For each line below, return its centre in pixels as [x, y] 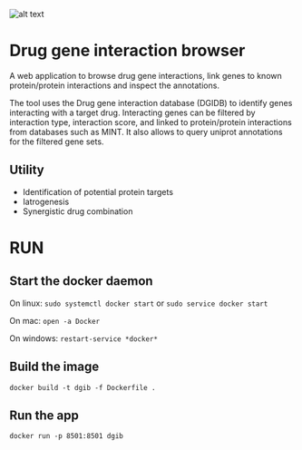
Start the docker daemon [81, 281]
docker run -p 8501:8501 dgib [67, 436]
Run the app [44, 415]
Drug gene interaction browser [127, 51]
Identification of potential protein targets [98, 191]
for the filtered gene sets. [57, 142]
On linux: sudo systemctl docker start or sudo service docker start [139, 303]
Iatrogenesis [46, 201]
